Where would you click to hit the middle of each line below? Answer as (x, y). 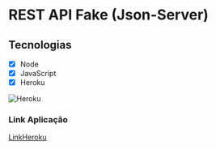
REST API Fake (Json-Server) (108, 15)
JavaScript (38, 74)
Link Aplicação (38, 120)
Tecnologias (40, 45)
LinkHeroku (28, 137)
